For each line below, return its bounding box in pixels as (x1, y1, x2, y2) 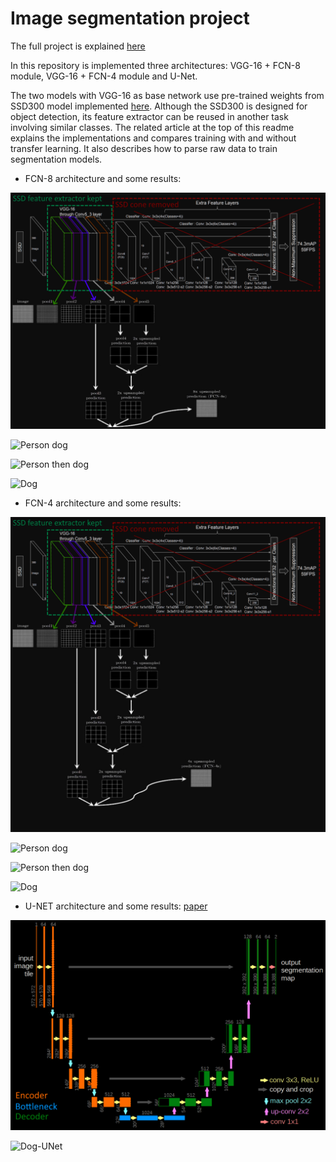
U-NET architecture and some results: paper (24, 900, 208, 912)
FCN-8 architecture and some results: (24, 172, 182, 184)
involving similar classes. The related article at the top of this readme (10, 121, 295, 133)
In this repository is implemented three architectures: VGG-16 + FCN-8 (10, 59, 301, 71)
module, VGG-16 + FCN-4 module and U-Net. (10, 70, 198, 82)
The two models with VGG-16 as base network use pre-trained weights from (10, 89, 325, 101)
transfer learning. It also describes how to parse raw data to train (10, 142, 278, 154)
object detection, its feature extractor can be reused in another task (10, 110, 289, 122)
